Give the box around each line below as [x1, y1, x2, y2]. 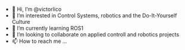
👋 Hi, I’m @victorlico [11, 6, 62, 12]
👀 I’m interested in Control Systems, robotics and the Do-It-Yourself [11, 12, 177, 19]
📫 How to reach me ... [11, 37, 67, 45]
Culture [11, 18, 30, 25]
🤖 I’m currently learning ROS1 [11, 24, 84, 32]
